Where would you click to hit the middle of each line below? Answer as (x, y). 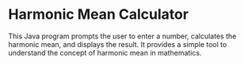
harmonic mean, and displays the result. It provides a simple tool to (118, 44)
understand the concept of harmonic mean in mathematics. (105, 52)
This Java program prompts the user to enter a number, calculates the (122, 36)
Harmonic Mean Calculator (98, 14)
